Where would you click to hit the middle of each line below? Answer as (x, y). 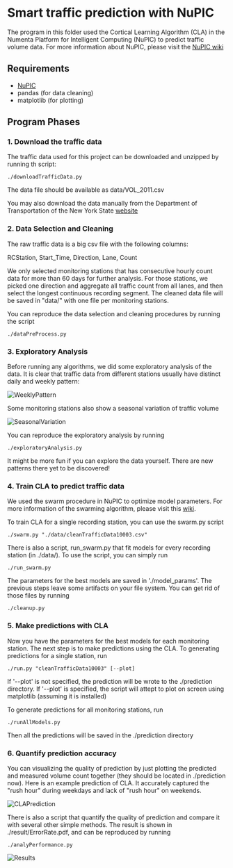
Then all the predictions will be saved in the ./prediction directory (100, 735)
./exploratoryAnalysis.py (45, 448)
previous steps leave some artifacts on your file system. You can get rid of (114, 588)
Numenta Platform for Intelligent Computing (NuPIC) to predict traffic (106, 39)
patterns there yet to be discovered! (58, 468)
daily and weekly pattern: (43, 382)
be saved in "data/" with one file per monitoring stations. (88, 300)
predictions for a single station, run (57, 655)
